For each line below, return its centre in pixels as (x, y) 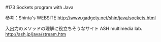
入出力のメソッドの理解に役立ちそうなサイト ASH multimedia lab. (74, 28)
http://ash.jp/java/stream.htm (36, 34)
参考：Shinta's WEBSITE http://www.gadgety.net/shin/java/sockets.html (80, 18)
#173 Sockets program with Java (39, 7)
